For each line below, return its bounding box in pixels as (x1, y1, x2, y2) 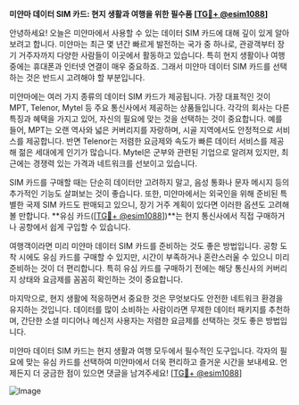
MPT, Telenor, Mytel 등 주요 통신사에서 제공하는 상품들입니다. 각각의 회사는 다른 (9, 103, 290, 112)
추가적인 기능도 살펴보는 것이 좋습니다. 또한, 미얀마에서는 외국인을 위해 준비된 (9, 188, 278, 199)
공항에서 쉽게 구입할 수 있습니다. (18, 222, 131, 232)
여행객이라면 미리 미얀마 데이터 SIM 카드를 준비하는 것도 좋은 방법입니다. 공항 (9, 241, 278, 251)
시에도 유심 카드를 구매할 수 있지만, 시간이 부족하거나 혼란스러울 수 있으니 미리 (18, 252, 290, 262)
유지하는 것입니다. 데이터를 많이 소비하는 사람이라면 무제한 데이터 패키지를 (9, 304, 267, 315)
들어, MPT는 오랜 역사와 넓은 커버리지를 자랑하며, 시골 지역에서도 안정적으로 (9, 125, 274, 135)
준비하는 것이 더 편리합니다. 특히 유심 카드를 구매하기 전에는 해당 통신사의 (9, 263, 264, 273)
